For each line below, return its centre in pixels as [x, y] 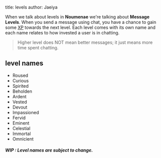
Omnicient [23, 139]
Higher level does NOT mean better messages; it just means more [85, 42]
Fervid [19, 118]
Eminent [21, 123]
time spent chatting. [38, 48]
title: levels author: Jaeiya [31, 7]
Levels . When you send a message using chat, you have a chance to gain [81, 22]
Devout [20, 107]
